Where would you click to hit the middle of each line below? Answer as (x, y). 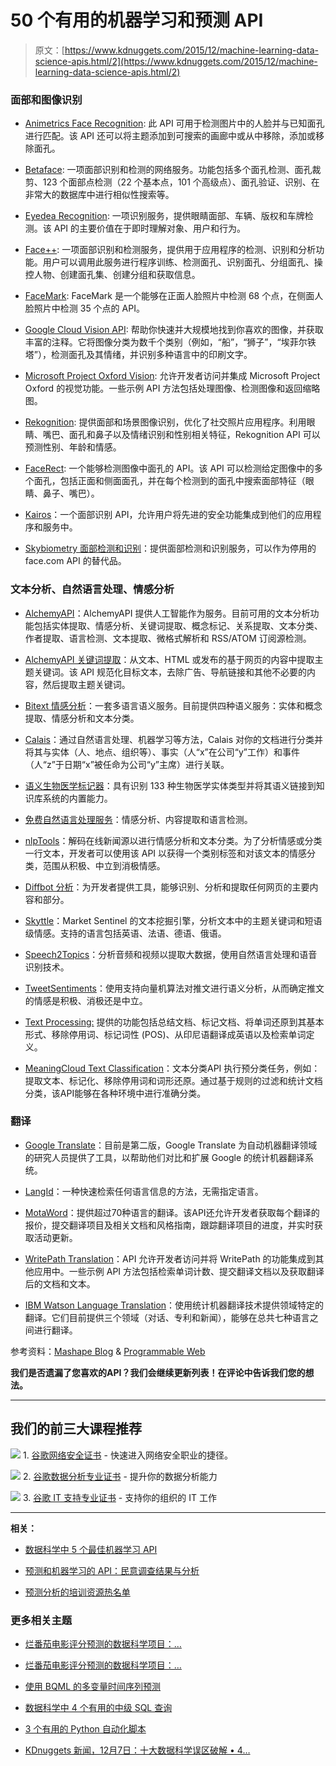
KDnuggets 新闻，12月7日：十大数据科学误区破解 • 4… (137, 1750)
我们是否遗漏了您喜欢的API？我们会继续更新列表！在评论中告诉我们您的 (158, 1372)
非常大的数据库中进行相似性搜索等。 (99, 195)
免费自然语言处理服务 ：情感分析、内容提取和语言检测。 (138, 819)
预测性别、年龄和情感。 (73, 447)
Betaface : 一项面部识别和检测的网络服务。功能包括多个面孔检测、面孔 (168, 170)
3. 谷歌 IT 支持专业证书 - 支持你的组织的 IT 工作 (119, 1497)
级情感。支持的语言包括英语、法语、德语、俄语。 (125, 933)
